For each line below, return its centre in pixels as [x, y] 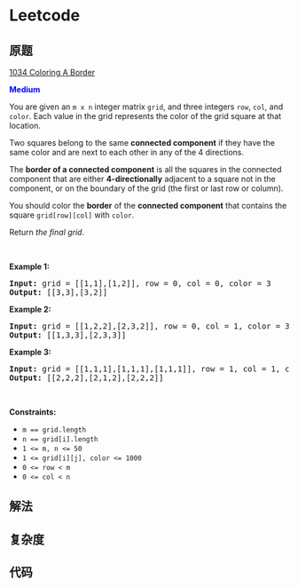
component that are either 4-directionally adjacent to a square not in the [143, 179]
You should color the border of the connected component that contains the [148, 206]
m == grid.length [54, 430]
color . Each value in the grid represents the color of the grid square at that [145, 116]
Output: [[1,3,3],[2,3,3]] [68, 335]
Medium [25, 89]
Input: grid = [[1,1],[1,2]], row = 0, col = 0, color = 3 [141, 284]
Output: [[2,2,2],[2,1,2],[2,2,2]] [86, 378]
